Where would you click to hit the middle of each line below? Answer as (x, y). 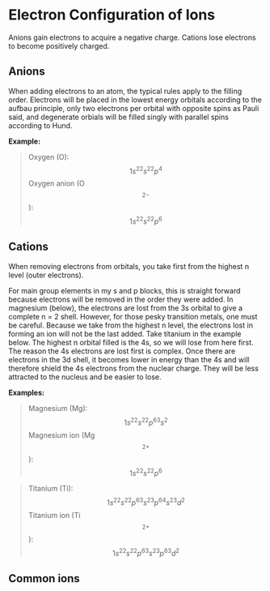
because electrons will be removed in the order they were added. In (121, 299)
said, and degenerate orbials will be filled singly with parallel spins (118, 117)
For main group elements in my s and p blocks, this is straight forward (124, 290)
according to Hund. (40, 125)
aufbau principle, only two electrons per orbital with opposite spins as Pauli (134, 108)
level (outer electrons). (46, 275)
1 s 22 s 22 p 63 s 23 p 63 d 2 (146, 552)
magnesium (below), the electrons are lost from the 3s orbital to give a (126, 308)
